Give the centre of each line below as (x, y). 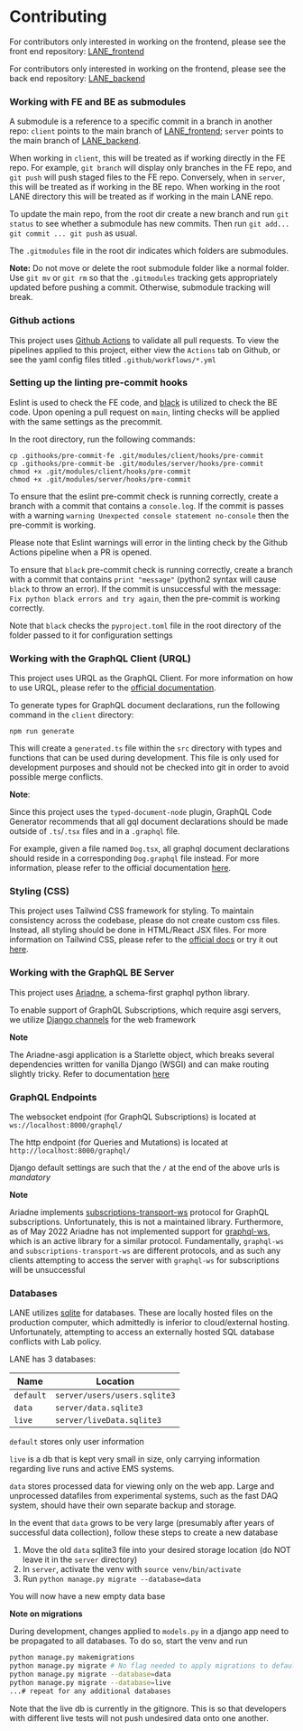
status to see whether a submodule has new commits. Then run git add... (150, 224)
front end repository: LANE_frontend (77, 51)
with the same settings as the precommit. (86, 421)
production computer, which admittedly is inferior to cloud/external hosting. (150, 1323)
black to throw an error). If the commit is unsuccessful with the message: (145, 588)
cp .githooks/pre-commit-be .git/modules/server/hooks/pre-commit (137, 463)
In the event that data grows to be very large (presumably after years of (142, 1523)
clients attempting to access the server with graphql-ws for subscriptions (144, 1260)
